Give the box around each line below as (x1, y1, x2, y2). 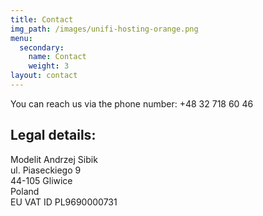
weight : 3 (28, 61, 70, 71)
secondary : (19, 42, 65, 53)
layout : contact (10, 71, 78, 81)
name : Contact (28, 52, 87, 62)
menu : (10, 33, 33, 43)
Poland (10, 185, 40, 197)
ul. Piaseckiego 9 (10, 164, 82, 176)
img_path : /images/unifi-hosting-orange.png (10, 24, 199, 34)
